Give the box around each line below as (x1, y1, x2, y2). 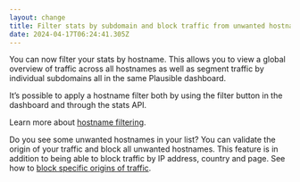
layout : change (9, 12, 66, 22)
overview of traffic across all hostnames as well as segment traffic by (9, 63, 265, 74)
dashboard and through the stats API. (9, 100, 147, 111)
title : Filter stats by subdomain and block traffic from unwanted (9, 21, 266, 30)
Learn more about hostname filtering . (9, 117, 146, 128)
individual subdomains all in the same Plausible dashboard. (9, 73, 227, 84)
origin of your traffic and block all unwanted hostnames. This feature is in (9, 144, 279, 154)
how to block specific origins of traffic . (9, 162, 152, 174)
